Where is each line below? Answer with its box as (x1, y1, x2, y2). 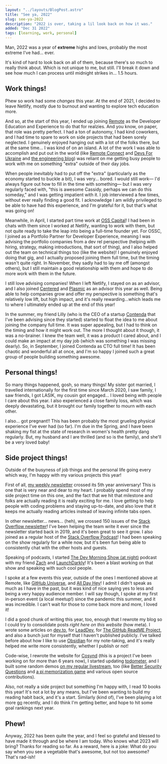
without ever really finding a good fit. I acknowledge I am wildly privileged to (5, 197, 162, 203)
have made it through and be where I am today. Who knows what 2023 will (5, 738, 159, 744)
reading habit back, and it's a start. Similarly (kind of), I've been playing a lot (5, 694, 162, 700)
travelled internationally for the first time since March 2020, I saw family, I (5, 387, 156, 393)
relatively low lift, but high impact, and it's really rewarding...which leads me (5, 296, 161, 302)
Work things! (5, 85, 46, 93)
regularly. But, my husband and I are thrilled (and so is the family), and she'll (5, 434, 162, 440)
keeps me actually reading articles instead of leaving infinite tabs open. (5, 509, 152, 515)
